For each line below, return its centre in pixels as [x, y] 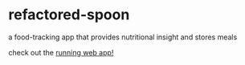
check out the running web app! [61, 52]
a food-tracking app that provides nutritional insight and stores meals [123, 37]
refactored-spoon [69, 15]
